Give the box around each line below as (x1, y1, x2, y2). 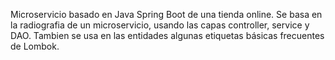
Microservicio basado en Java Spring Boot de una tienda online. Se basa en (10, 9, 323, 20)
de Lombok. (10, 40, 60, 52)
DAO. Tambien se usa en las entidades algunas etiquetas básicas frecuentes (10, 30, 325, 41)
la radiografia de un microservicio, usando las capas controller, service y (10, 19, 310, 31)
